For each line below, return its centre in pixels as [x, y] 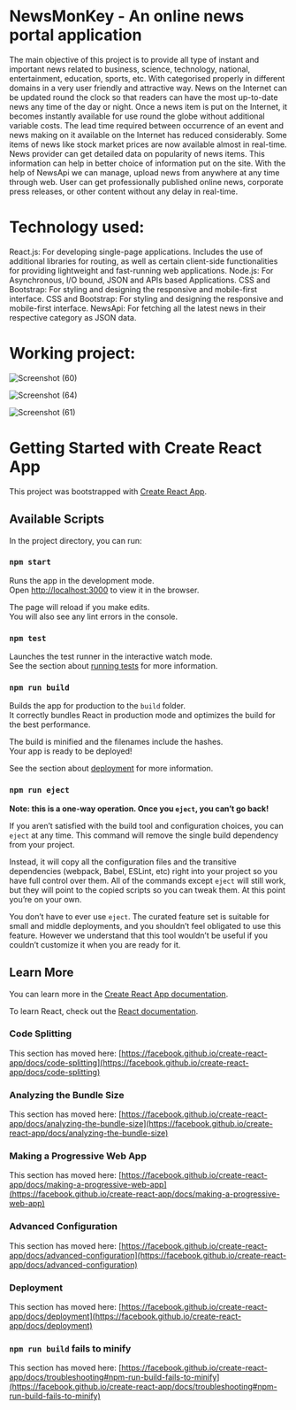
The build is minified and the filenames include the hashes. [116, 742]
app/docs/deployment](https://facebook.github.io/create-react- [125, 1316]
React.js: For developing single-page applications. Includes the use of [136, 252]
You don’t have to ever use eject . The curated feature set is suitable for [139, 916]
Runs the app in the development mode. [82, 580]
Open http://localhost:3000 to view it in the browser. [104, 590]
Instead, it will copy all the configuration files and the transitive [123, 862]
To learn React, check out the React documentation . [104, 1011]
